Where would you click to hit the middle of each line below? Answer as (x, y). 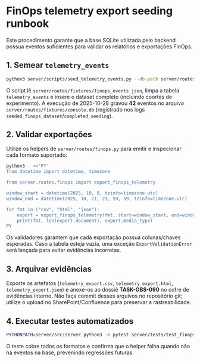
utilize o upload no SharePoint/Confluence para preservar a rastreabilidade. (99, 302)
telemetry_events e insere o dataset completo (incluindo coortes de (89, 97)
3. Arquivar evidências (49, 269)
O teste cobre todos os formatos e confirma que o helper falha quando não (98, 346)
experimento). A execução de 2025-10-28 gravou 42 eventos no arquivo (95, 103)
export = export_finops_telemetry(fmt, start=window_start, (93, 215)
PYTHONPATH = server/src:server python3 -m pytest (68, 335)
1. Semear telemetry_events (58, 65)
